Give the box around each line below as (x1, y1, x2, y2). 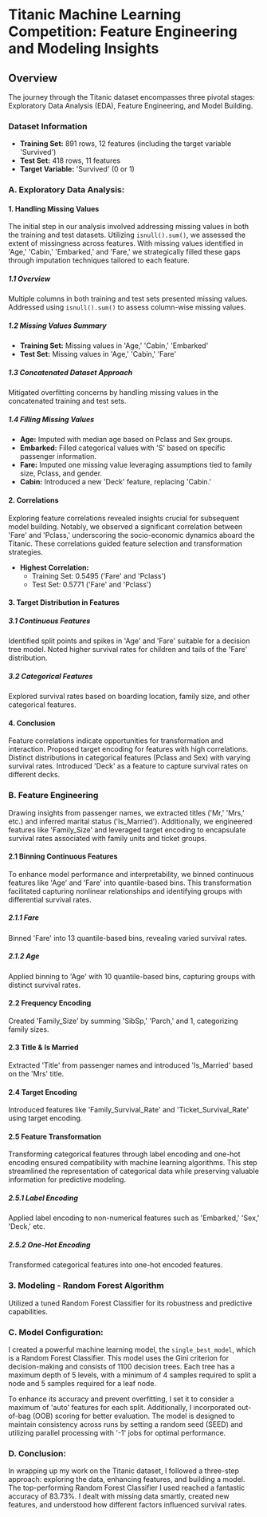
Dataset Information (8, 120, 88, 132)
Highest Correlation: (19, 563, 89, 572)
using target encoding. (8, 1113, 83, 1123)
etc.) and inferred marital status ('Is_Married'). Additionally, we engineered (8, 816, 253, 826)
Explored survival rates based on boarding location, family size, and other (8, 692, 250, 701)
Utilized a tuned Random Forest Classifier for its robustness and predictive (8, 1298, 253, 1308)
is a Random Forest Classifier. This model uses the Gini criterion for (8, 1353, 230, 1363)
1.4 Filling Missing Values (8, 414, 95, 424)
